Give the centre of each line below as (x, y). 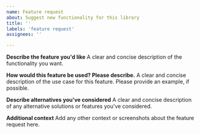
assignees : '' (24, 35)
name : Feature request (35, 12)
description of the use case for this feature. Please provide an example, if (98, 82)
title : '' (19, 23)
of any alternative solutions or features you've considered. (79, 106)
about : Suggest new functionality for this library (73, 18)
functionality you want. (35, 64)
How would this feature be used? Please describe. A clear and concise (96, 75)
